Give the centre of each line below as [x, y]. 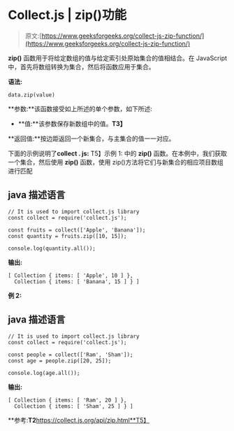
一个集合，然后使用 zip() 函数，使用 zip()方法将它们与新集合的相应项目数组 [116, 162]
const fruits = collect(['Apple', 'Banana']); [77, 230]
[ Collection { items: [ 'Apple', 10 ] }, [71, 275]
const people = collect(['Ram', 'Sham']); [71, 355]
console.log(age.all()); [44, 373]
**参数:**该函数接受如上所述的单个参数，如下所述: [80, 108]
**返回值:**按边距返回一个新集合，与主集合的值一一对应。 [92, 139]
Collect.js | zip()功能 [67, 15]
